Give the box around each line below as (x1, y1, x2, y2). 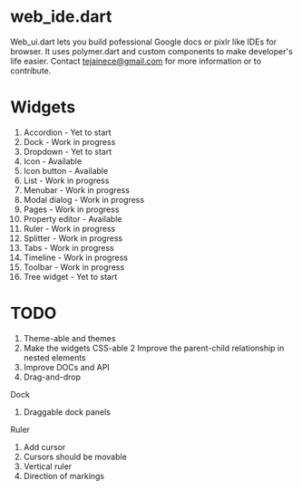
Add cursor (23, 441, 66, 452)
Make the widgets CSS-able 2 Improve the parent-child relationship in (23, 342, 285, 353)
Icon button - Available (23, 165, 109, 176)
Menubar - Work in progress (23, 184, 131, 196)
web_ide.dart (10, 6, 112, 27)
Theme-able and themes (23, 332, 116, 343)
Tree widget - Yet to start (23, 271, 118, 282)
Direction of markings (23, 470, 105, 481)
